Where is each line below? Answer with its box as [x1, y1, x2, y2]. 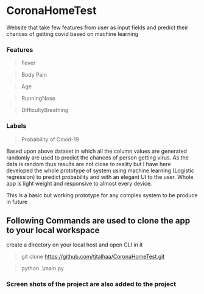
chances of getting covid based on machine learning [6, 30, 139, 37]
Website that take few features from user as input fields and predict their [6, 24, 189, 31]
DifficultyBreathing [21, 107, 69, 114]
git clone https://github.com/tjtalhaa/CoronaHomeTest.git [21, 253, 165, 261]
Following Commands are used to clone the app [6, 215, 191, 226]
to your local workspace [6, 225, 100, 235]
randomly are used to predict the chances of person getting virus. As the [6, 153, 189, 161]
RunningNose [21, 95, 56, 102]
